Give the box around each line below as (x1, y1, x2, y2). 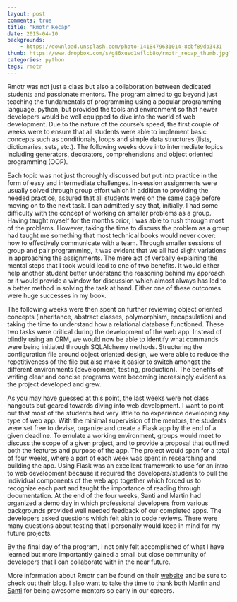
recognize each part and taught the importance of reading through (7, 483, 201, 492)
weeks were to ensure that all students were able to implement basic (7, 127, 207, 136)
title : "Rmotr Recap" (7, 23, 71, 30)
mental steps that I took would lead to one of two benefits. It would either (7, 261, 220, 269)
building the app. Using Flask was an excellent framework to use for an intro (7, 461, 229, 470)
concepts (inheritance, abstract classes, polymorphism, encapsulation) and (7, 312, 227, 321)
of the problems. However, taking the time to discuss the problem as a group (7, 223, 230, 232)
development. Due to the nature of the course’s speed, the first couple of (7, 119, 219, 128)
